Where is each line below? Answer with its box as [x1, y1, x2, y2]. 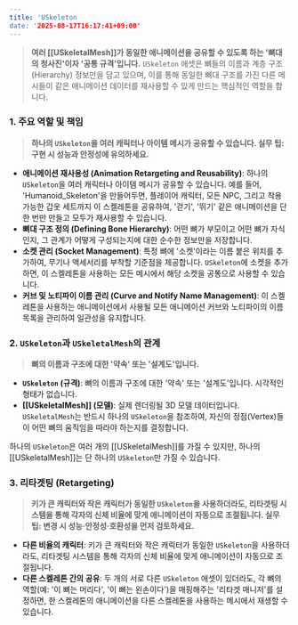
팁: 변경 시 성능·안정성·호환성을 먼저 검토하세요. [30, 521, 195, 532]
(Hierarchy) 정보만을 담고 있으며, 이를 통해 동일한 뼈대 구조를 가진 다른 [30, 69, 277, 80]
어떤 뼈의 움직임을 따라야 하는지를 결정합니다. [31, 422, 189, 433]
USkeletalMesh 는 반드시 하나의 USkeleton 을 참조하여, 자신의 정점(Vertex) [21, 411, 278, 422]
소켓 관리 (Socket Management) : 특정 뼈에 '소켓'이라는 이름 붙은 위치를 [21, 246, 274, 256]
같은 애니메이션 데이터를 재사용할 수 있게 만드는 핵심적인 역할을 [54, 80, 274, 91]
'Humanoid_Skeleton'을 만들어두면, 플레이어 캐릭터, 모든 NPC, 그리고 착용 [21, 190, 283, 200]
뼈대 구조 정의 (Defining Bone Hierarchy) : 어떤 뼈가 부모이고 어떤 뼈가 [21, 223, 270, 234]
